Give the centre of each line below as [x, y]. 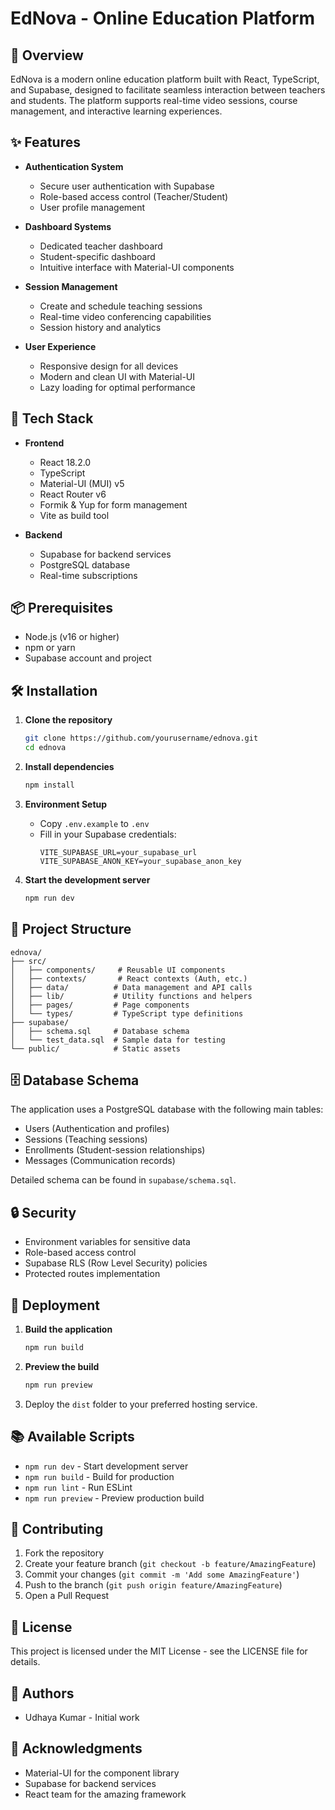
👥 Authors [42, 1693]
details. [25, 1662]
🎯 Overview [47, 55]
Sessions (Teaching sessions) [86, 1139]
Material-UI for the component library [102, 1773]
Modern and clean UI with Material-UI [117, 376]
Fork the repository [64, 1553]
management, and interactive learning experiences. [116, 111]
